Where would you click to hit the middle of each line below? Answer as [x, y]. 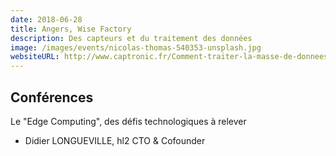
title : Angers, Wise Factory [71, 29]
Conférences [52, 97]
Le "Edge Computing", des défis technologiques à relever [128, 121]
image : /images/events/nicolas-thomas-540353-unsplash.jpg [136, 47]
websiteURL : [35, 57]
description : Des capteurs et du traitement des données [131, 38]
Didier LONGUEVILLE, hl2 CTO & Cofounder [115, 140]
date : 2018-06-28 [46, 19]
